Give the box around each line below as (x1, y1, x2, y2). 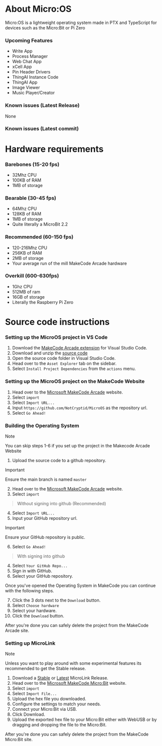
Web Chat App (12, 59, 42, 65)
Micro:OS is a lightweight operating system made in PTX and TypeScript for (5, 20, 157, 25)
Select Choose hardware (12, 602, 60, 608)
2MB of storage (12, 255, 44, 261)
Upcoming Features (5, 37, 53, 44)
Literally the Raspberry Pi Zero (12, 299, 74, 305)
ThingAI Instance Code (12, 74, 59, 80)
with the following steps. (5, 587, 55, 593)
